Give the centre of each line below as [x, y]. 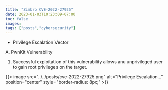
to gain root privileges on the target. [50, 67]
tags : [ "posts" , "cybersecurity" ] [40, 28]
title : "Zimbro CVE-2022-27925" [39, 10]
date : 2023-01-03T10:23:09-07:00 [40, 14]
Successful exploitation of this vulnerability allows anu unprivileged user [88, 62]
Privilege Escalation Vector [40, 42]
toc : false [17, 19]
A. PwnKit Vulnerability [29, 52]
